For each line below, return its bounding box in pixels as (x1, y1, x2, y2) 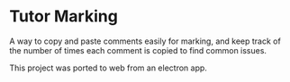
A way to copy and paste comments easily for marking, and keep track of (9, 36, 281, 46)
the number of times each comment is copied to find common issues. (9, 45, 267, 55)
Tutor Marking (9, 6, 119, 27)
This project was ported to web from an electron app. (9, 62, 207, 73)
